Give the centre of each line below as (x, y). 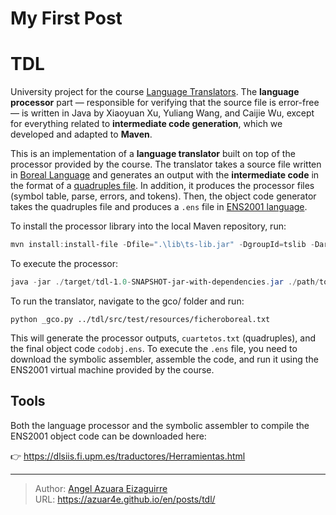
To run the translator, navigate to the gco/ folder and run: (127, 301)
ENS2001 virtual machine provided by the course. (112, 369)
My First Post (66, 18)
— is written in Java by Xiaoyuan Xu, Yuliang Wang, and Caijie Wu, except (162, 113)
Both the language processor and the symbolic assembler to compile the (160, 425)
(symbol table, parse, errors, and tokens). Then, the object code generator (163, 196)
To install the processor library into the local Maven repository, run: (148, 226)
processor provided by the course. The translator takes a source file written (166, 164)
